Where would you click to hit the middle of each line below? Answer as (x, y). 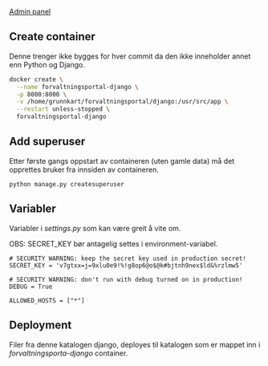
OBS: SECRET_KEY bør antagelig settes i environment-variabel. (114, 243)
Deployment (41, 325)
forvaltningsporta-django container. (69, 353)
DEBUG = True (31, 287)
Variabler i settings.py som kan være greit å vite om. (95, 228)
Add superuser (47, 142)
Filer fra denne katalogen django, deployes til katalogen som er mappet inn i (135, 344)
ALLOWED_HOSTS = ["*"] (47, 300)
